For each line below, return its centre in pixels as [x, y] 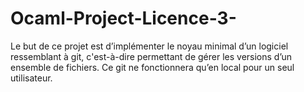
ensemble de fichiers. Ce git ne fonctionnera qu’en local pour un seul [152, 67]
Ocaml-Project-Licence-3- [123, 18]
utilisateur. [31, 78]
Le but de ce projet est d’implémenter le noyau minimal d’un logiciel [149, 46]
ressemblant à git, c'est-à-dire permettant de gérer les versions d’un [151, 56]
